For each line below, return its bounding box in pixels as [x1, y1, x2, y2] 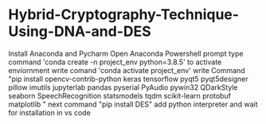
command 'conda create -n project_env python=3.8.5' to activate [8, 57, 222, 67]
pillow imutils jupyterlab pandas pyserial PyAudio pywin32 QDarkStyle [8, 82, 238, 92]
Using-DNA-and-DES [8, 22, 151, 41]
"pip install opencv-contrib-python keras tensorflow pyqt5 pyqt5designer [8, 74, 248, 83]
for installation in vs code [8, 107, 92, 117]
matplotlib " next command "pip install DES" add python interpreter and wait [8, 99, 258, 109]
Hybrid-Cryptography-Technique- [8, 6, 240, 24]
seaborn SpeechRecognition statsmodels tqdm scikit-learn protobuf [8, 91, 231, 100]
